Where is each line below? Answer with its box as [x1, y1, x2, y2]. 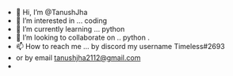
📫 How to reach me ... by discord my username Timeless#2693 [15, 42, 226, 51]
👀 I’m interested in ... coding [15, 16, 108, 25]
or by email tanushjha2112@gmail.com [15, 53, 141, 63]
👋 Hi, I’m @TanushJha [15, 8, 88, 17]
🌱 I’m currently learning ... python [15, 25, 125, 33]
